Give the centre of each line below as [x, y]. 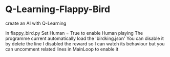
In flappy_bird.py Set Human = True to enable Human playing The [74, 33]
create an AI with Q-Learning [36, 23]
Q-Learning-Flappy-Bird [58, 9]
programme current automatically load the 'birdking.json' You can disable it [84, 38]
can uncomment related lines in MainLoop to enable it [62, 49]
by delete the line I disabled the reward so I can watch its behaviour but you [85, 43]
